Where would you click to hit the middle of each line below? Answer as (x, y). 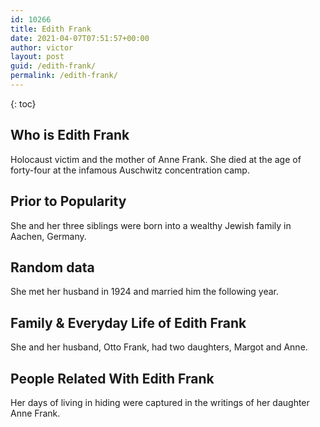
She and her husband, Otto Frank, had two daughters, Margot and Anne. (159, 347)
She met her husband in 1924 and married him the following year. (144, 292)
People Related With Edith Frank (112, 378)
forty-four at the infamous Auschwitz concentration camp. (130, 170)
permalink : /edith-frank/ (64, 76)
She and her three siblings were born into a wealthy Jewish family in (151, 225)
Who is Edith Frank (70, 135)
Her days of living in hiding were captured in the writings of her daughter (160, 402)
